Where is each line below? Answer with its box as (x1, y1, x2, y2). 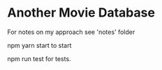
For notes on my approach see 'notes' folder (7, 28, 135, 36)
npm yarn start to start (7, 41, 72, 49)
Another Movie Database (7, 5, 156, 21)
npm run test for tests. (7, 54, 71, 63)
